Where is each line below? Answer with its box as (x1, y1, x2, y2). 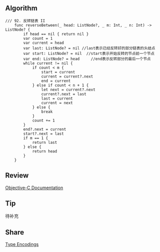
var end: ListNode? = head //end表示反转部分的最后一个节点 (23, 56, 151, 61)
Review (5, 171, 29, 180)
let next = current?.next (41, 87, 96, 92)
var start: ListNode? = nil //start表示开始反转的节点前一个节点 (23, 51, 155, 56)
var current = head (23, 40, 64, 45)
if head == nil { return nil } (23, 31, 89, 37)
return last (32, 140, 57, 145)
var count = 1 (23, 36, 53, 41)
